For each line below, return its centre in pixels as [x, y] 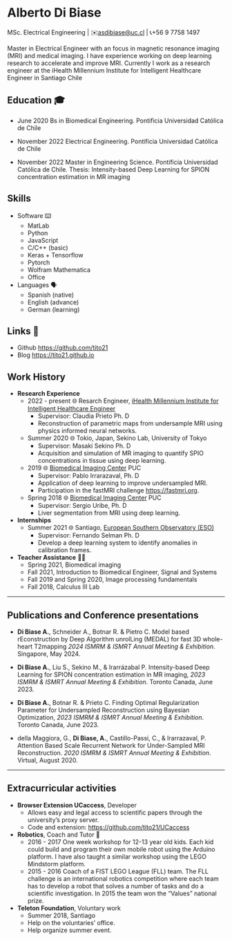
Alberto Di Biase [54, 13]
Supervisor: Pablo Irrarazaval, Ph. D [88, 476]
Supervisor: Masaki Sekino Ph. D [84, 446]
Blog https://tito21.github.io [56, 355]
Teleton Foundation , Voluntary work [69, 908]
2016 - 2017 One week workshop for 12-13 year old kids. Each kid [120, 841]
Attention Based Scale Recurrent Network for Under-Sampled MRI [111, 746]
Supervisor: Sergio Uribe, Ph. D [82, 506]
